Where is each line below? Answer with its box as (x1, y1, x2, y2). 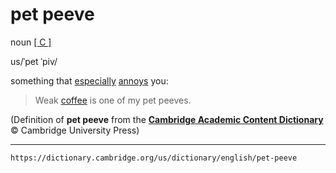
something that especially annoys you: (10, 74, 169, 87)
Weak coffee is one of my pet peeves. (34, 94, 192, 106)
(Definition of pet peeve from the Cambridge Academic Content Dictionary (10, 113, 324, 125)
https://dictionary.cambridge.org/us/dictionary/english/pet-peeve (10, 153, 298, 163)
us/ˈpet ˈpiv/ (10, 55, 58, 67)
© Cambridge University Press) (10, 124, 140, 136)
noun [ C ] (10, 36, 52, 48)
